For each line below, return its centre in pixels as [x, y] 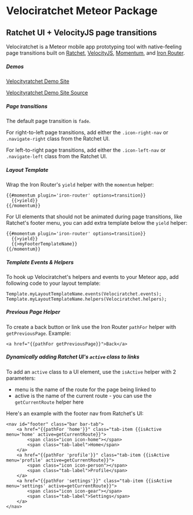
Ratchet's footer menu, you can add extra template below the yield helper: [97, 222]
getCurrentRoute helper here [49, 402]
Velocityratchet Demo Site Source [47, 92]
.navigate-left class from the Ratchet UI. [57, 156]
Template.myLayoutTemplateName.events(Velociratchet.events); [84, 294]
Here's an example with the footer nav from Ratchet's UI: [75, 413]
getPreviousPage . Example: [39, 333]
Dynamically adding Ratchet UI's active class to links [73, 357]
